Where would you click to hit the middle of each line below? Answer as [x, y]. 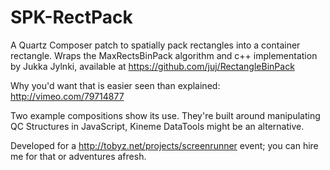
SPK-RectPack [71, 17]
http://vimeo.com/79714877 [67, 96]
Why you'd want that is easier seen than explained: [115, 85]
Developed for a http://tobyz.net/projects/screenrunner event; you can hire [164, 145]
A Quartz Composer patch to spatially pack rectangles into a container [155, 45]
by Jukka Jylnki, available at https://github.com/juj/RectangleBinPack [152, 66]
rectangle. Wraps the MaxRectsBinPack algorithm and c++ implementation [164, 55]
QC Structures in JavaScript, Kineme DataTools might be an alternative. [157, 126]
